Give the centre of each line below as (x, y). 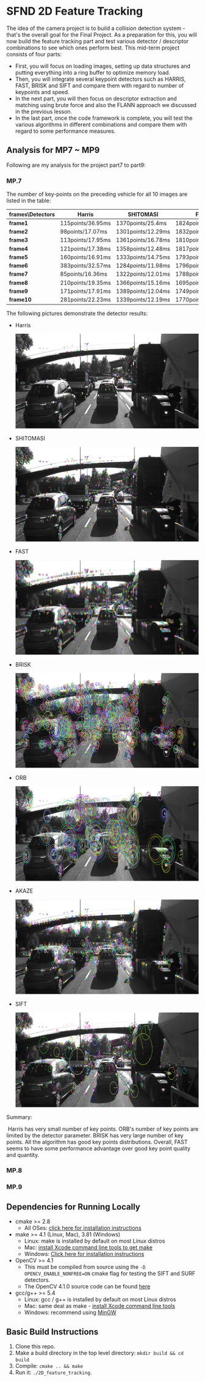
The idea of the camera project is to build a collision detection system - (96, 28)
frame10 (20, 300)
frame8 (19, 283)
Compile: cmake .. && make (49, 1366)
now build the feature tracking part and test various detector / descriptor (98, 41)
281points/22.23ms (85, 300)
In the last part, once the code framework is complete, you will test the (104, 118)
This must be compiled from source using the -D (85, 1267)
